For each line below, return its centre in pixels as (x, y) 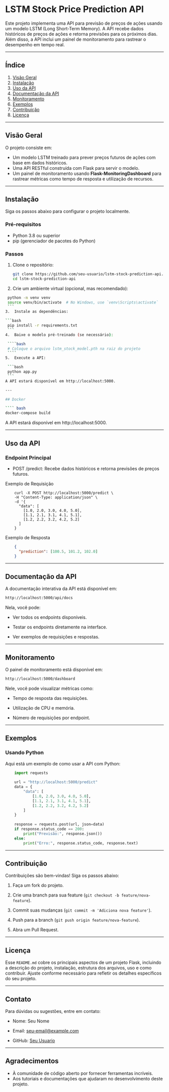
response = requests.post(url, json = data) (59, 824)
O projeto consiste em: (29, 148)
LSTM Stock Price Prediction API (75, 9)
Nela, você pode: (23, 608)
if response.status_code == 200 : (49, 829)
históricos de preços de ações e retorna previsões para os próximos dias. (81, 34)
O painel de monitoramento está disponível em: (54, 670)
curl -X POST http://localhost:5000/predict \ (64, 493)
